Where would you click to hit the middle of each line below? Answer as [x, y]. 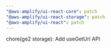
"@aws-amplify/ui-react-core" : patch [52, 11]
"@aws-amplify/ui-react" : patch [45, 22]
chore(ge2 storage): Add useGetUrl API [53, 39]
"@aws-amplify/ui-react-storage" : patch [56, 17]
